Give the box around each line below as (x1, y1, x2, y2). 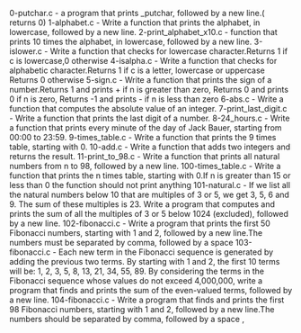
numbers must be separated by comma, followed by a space (9, 238, 234, 247)
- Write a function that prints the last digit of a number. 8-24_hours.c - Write (9, 112, 290, 123)
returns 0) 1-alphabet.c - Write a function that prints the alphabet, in (9, 17, 261, 28)
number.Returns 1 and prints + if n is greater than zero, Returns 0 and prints (9, 85, 289, 94)
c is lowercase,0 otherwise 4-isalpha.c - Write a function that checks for (9, 56, 278, 66)
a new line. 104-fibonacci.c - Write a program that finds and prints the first (9, 294, 285, 305)
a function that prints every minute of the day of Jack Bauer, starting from (9, 122, 282, 133)
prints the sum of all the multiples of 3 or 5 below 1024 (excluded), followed (9, 209, 289, 219)
